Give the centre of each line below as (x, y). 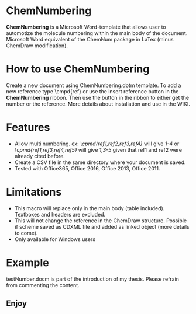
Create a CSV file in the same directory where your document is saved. (100, 162)
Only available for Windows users (55, 239)
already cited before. (40, 156)
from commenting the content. (43, 285)
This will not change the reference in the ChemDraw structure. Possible (101, 221)
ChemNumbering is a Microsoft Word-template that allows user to (86, 27)
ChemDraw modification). (37, 46)
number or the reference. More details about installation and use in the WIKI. (98, 104)
